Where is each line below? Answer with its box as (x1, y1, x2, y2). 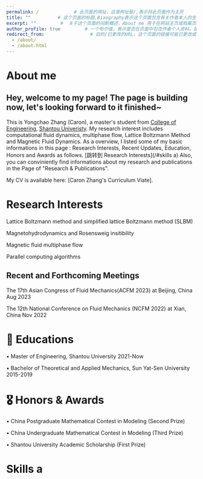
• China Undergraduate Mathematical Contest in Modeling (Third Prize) (6, 429, 184, 437)
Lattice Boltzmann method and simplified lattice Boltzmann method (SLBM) (6, 218, 193, 225)
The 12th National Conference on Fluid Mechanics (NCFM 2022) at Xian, (6, 304, 187, 312)
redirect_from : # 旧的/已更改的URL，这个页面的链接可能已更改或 (6, 32, 196, 38)
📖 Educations (6, 332, 74, 346)
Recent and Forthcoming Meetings (6, 270, 140, 281)
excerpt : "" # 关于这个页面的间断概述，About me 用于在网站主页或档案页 (6, 20, 196, 26)
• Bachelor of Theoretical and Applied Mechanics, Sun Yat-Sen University (6, 364, 190, 372)
